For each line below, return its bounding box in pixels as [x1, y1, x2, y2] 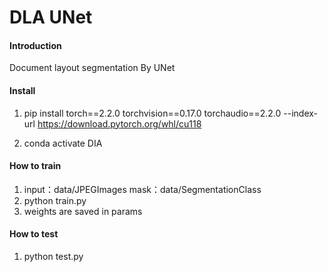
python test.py [23, 251, 84, 262]
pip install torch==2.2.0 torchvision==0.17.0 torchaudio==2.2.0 [23, 107, 282, 119]
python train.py [23, 194, 87, 206]
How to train [9, 160, 62, 172]
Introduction [9, 39, 62, 51]
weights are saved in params [23, 205, 143, 217]
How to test [9, 228, 59, 240]
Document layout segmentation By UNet [9, 62, 176, 74]
